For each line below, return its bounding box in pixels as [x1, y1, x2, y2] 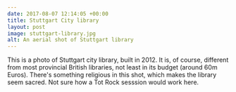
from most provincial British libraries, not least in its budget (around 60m [7, 63, 218, 72]
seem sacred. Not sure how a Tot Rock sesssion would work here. [7, 78, 199, 86]
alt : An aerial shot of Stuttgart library [7, 37, 134, 44]
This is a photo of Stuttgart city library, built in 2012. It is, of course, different [7, 55, 229, 64]
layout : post [7, 23, 46, 30]
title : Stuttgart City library [7, 17, 99, 24]
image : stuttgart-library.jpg [7, 29, 97, 37]
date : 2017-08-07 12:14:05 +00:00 [7, 10, 109, 18]
